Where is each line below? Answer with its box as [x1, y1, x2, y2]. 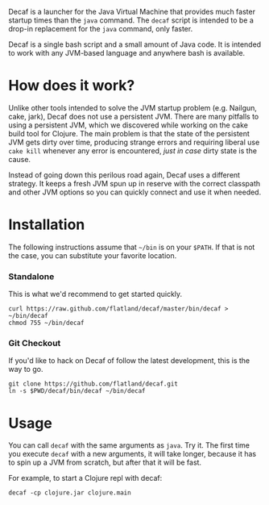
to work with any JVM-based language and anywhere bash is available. [8, 48, 246, 57]
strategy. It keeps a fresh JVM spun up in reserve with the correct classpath [8, 178, 261, 188]
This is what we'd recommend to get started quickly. [8, 290, 183, 299]
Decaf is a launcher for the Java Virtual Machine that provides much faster [8, 7, 256, 16]
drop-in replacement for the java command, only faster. [8, 24, 193, 33]
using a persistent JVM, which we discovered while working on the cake [8, 120, 248, 130]
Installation [8, 215, 85, 234]
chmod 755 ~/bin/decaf [8, 319, 85, 328]
